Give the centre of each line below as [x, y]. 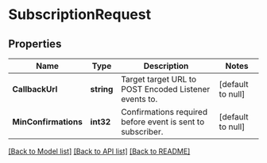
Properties [35, 44]
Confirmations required [164, 112]
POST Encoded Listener [165, 89]
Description [166, 66]
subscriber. [142, 132]
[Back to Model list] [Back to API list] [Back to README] [99, 151]
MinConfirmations [48, 122]
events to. [139, 99]
